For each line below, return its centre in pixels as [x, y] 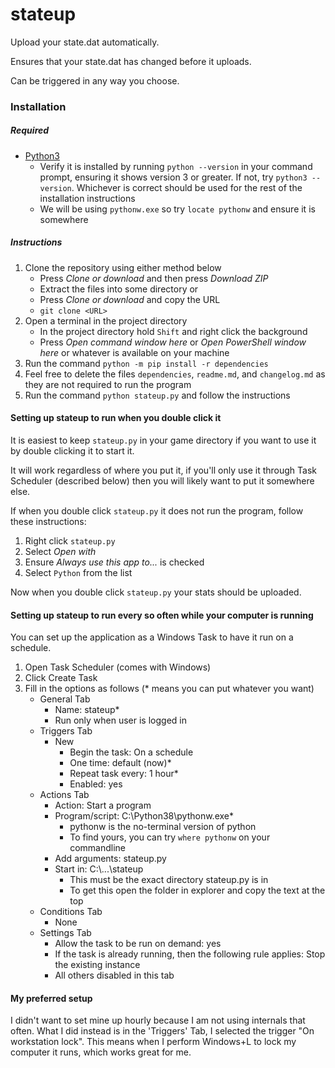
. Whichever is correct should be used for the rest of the [187, 187]
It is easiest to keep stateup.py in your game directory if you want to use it [163, 440]
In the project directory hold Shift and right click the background [173, 331]
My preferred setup [51, 998]
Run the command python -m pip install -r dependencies [146, 363]
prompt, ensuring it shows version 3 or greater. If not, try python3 [173, 177]
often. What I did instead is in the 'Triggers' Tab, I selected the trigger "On [162, 1031]
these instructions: [48, 521]
